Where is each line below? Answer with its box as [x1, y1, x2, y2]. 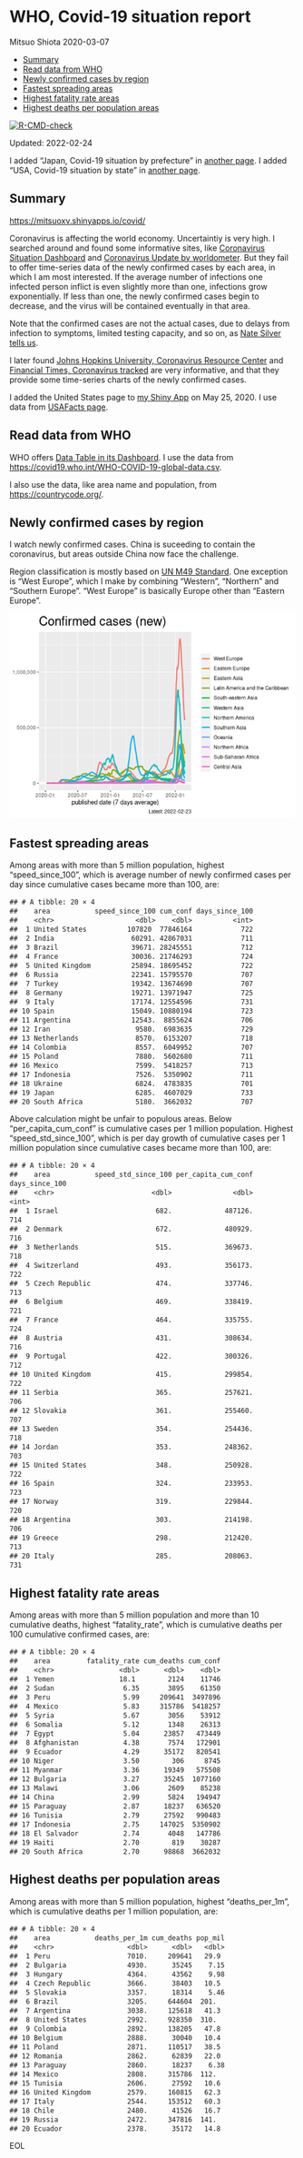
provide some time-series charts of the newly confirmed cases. [9, 374, 247, 385]
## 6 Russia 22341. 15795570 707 [9, 970, 254, 980]
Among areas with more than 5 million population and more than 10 [9, 1609, 260, 1620]
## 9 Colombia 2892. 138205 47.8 [9, 2024, 221, 2034]
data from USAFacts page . [9, 401, 109, 412]
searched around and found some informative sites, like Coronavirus [9, 243, 266, 253]
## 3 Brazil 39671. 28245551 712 [9, 943, 254, 953]
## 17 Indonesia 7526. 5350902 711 [9, 1070, 254, 1080]
